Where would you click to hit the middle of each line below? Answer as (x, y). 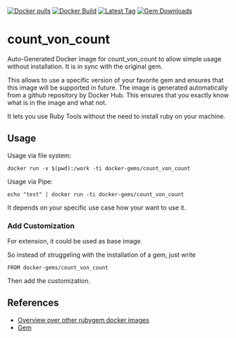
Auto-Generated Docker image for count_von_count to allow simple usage (114, 59)
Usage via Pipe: (30, 181)
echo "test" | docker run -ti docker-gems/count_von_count (96, 194)
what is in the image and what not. (57, 102)
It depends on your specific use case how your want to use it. (97, 207)
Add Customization (41, 226)
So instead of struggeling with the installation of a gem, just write (101, 255)
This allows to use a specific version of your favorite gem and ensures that (116, 80)
